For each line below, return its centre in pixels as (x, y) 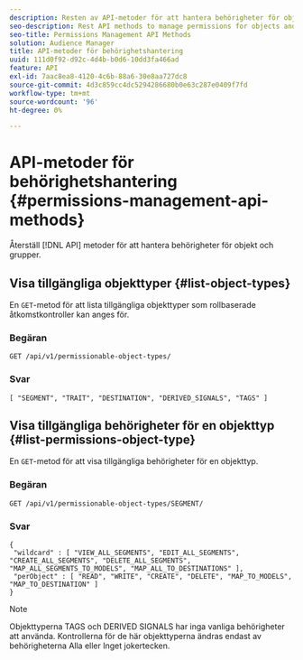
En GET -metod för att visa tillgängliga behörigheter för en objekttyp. (134, 461)
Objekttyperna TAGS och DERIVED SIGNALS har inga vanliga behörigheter (147, 627)
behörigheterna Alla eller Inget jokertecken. (90, 646)
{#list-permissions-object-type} (102, 439)
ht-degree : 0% (36, 110)
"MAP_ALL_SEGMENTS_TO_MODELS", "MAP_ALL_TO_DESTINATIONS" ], (127, 569)
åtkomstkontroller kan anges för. (69, 314)
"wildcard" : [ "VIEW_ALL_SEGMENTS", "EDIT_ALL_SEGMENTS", (127, 553)
